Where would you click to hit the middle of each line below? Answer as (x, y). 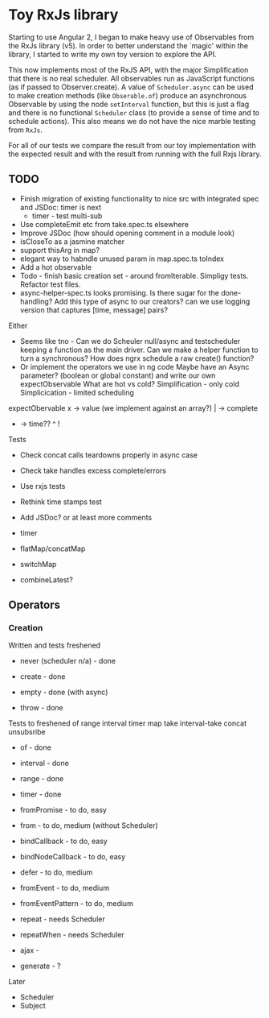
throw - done (42, 708)
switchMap (38, 564)
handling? (36, 301)
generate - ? (41, 966)
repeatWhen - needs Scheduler (72, 935)
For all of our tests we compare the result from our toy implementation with (132, 145)
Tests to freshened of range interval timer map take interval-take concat (128, 723)
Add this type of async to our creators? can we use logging (152, 301)
